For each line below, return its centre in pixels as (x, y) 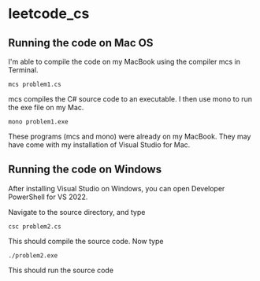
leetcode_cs (49, 14)
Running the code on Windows (85, 170)
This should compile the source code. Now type (86, 241)
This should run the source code (61, 270)
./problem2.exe (33, 255)
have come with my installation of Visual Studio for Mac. (99, 145)
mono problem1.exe (38, 122)
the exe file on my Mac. (46, 107)
